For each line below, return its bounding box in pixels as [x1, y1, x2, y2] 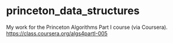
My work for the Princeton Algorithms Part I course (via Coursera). [6, 24, 168, 31]
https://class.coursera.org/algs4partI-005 [6, 29, 108, 37]
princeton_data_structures [6, 4, 140, 18]
